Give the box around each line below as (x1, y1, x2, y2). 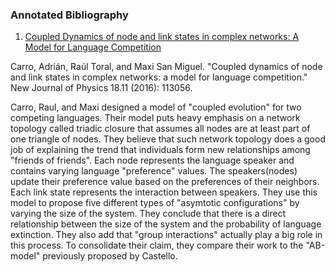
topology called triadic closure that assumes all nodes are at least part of (10, 123, 311, 135)
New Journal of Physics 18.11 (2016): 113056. (10, 82, 193, 94)
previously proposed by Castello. (42, 250, 178, 262)
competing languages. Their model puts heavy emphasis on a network (10, 112, 301, 124)
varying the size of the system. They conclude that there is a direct (10, 208, 287, 220)
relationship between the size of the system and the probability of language (10, 218, 322, 230)
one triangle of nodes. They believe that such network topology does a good (10, 133, 326, 145)
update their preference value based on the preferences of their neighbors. (10, 176, 320, 188)
